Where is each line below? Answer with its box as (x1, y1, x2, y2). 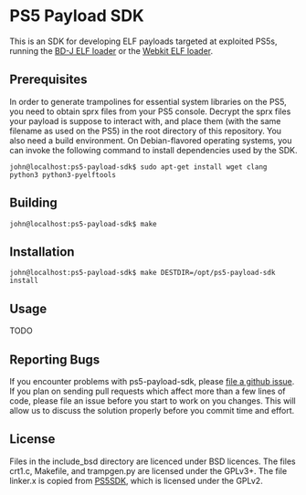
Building (9, 195, 58, 211)
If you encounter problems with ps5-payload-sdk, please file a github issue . (9, 376, 295, 386)
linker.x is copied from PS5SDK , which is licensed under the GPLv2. (9, 475, 263, 486)
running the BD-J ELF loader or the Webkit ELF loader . (9, 45, 213, 56)
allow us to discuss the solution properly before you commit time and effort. (9, 405, 295, 416)
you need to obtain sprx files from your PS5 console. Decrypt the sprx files (9, 106, 291, 117)
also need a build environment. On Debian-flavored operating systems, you (9, 134, 292, 146)
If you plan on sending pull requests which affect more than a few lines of (9, 385, 286, 396)
